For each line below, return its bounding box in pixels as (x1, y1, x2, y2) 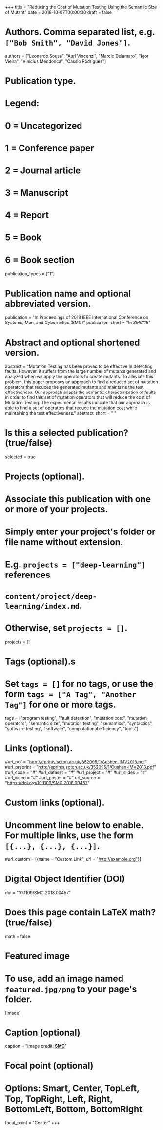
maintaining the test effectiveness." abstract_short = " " (5, 410, 117, 416)
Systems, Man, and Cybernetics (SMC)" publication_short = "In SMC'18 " (5, 320, 151, 325)
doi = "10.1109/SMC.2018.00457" (5, 890, 71, 896)
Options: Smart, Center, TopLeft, (5, 1083, 140, 1094)
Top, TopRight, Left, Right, (5, 1093, 113, 1104)
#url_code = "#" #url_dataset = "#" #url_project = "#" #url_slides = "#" (5, 769, 147, 775)
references (5, 569, 51, 580)
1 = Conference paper (5, 142, 94, 154)
